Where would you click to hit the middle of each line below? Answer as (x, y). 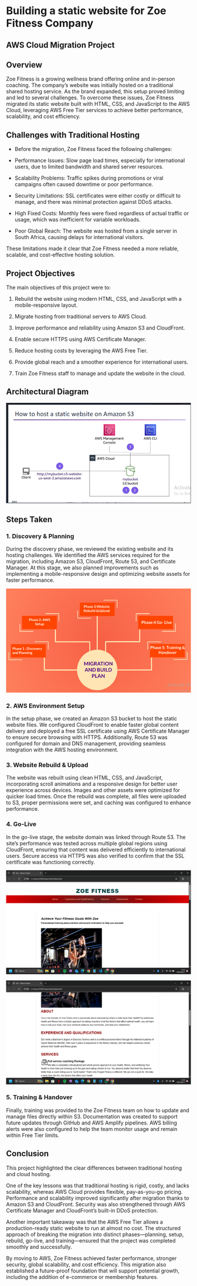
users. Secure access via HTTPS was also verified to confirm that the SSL (95, 855)
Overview (24, 65)
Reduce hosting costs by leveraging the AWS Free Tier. (81, 351)
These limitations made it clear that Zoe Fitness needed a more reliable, (92, 249)
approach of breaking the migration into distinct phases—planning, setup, (95, 1234)
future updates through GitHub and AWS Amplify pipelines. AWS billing (91, 1123)
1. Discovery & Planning (40, 536)
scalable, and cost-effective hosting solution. (61, 255)
